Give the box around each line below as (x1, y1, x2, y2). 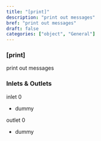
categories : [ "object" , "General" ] (6, 31, 96, 37)
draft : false (6, 25, 39, 32)
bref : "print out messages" (6, 20, 77, 26)
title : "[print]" (6, 8, 50, 15)
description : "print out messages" (6, 14, 96, 20)
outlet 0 (6, 116, 26, 124)
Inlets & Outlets (6, 79, 52, 88)
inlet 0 (6, 93, 22, 100)
